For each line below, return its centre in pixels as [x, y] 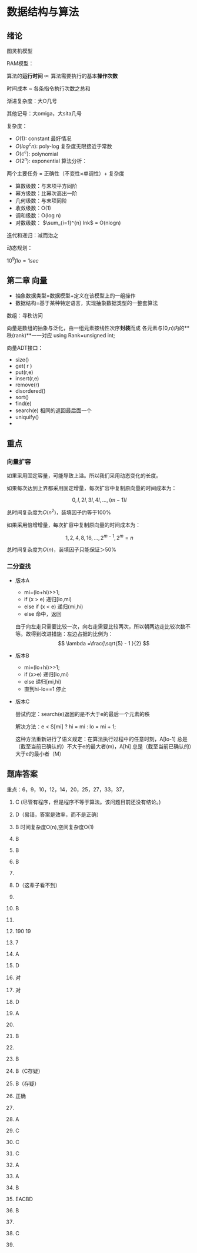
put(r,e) [24, 372]
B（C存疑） [29, 1071]
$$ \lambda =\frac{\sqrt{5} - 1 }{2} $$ [104, 643]
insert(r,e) [27, 379]
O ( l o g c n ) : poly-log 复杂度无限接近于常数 [64, 146]
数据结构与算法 [43, 12]
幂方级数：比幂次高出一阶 [46, 193]
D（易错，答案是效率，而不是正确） [58, 814]
